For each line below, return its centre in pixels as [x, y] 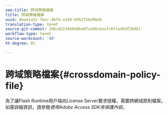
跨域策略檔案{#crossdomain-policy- [83, 74]
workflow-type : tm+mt [28, 34]
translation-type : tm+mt [32, 24]
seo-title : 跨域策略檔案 [29, 10]
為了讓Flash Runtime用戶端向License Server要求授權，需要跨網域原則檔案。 [85, 101]
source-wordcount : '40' [31, 39]
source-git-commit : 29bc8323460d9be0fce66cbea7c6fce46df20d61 [73, 29]
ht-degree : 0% [20, 43]
